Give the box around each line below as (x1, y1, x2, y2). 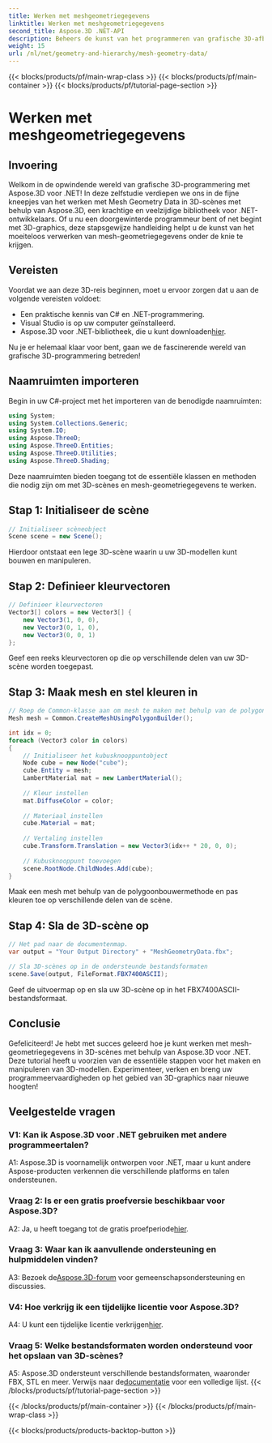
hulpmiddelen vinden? (8, 1254, 99, 1265)
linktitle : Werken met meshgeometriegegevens (8, 19, 164, 28)
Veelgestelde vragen (8, 1104, 116, 1119)
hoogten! (8, 1081, 39, 1091)
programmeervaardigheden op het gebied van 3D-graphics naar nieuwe (8, 1073, 249, 1082)
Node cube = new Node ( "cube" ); (23, 759, 129, 767)
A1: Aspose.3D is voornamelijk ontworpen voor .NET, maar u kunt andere (8, 1158, 251, 1167)
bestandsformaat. (8, 993, 68, 1003)
